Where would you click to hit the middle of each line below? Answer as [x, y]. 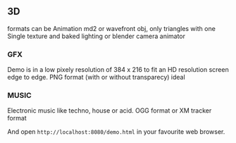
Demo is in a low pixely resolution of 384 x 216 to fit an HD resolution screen [118, 70]
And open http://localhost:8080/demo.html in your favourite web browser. [116, 132]
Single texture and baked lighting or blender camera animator [96, 36]
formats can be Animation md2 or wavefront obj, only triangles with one [112, 28]
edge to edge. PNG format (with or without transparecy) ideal [96, 77]
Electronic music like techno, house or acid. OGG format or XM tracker [110, 111]
